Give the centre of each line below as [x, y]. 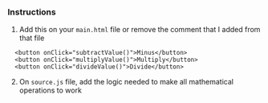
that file [32, 38]
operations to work [50, 90]
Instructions [32, 12]
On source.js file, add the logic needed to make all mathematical [126, 82]
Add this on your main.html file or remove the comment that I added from [140, 30]
